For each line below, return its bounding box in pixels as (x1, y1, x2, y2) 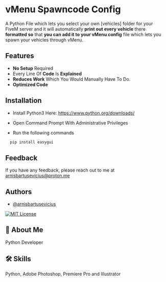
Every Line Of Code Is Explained (12, 70, 82, 77)
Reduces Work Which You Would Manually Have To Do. (12, 76, 131, 82)
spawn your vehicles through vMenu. (5, 37, 84, 43)
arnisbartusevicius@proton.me (5, 173, 70, 179)
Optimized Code (12, 81, 49, 87)
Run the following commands (12, 129, 74, 136)
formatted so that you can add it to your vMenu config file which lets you (5, 31, 162, 37)
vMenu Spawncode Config (5, 4, 121, 15)
